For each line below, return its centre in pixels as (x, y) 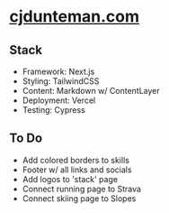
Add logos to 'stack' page (70, 179)
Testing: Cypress (53, 110)
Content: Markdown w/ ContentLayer (91, 91)
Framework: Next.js (58, 71)
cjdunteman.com (75, 17)
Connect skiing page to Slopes (79, 198)
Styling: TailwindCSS (61, 81)
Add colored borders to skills (76, 160)
